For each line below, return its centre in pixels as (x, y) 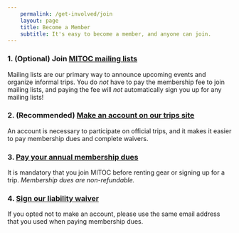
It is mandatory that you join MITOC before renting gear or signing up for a (116, 172)
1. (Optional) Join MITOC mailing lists (72, 59)
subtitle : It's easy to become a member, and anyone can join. (116, 34)
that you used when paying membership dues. (75, 222)
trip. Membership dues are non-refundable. (71, 180)
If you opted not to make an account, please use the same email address (114, 214)
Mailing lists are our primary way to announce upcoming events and (107, 74)
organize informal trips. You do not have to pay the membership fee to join (116, 82)
